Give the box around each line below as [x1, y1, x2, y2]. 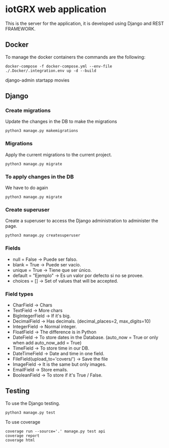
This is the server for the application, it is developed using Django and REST [5, 20, 164, 26]
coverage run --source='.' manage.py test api [5, 429, 106, 434]
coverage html [5, 437, 36, 442]
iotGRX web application [5, 4, 107, 15]
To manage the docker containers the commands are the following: [5, 54, 146, 60]
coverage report [5, 433, 40, 438]
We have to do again [5, 185, 48, 191]
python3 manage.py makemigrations [5, 128, 79, 133]
